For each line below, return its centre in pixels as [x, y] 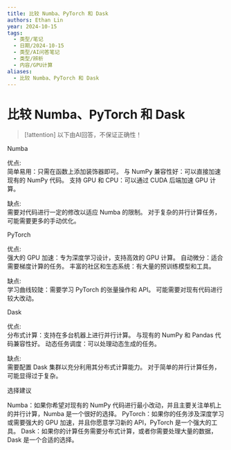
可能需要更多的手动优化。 [44, 221]
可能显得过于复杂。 [35, 376]
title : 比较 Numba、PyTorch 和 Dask [58, 13]
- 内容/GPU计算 [33, 65]
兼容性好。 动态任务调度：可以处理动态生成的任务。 [86, 344]
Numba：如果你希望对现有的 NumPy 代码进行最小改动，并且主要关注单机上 [114, 405]
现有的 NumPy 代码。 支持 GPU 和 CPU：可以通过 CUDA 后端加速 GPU [108, 180]
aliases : [20, 71]
